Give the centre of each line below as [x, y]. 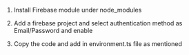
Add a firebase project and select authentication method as [98, 23]
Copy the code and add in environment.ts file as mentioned [98, 44]
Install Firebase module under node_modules [78, 10]
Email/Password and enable [53, 31]
